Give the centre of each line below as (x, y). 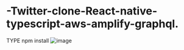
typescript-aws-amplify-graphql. (92, 24)
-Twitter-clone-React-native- (82, 11)
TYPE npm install (28, 40)
